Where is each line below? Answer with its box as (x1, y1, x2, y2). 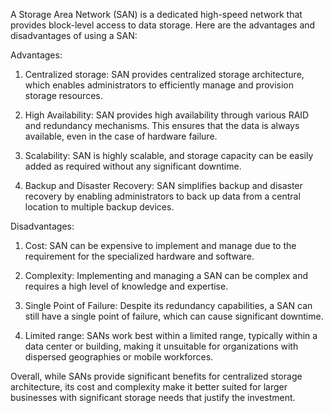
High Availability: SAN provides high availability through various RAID (24, 109, 310, 121)
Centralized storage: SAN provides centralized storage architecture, (24, 69, 305, 80)
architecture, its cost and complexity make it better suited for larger (10, 381, 288, 393)
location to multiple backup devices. (24, 201, 175, 213)
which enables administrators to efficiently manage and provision (24, 79, 295, 91)
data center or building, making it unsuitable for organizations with (24, 340, 299, 352)
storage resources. (24, 90, 103, 101)
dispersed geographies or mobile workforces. (24, 351, 214, 363)
